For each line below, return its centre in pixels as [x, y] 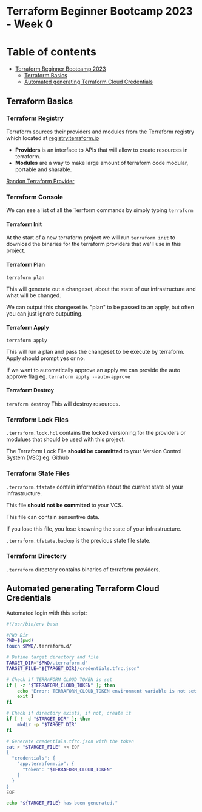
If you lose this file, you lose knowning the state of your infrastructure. [94, 529]
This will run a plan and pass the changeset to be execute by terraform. [96, 351]
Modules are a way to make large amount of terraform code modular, [102, 163]
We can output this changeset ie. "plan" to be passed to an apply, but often [100, 307]
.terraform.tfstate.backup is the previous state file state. [79, 540]
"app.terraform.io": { [46, 764]
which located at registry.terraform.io [53, 138]
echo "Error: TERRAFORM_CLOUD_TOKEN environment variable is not [102, 691]
